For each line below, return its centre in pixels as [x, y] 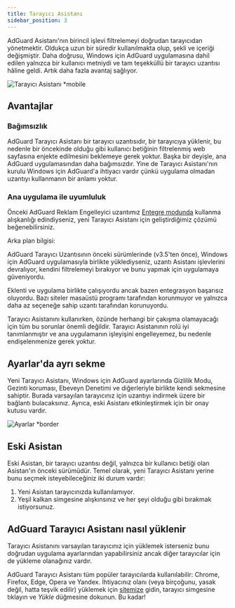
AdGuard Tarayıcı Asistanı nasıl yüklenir [97, 529]
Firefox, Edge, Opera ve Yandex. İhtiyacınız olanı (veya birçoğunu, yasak [112, 582]
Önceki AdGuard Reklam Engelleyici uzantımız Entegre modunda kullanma [114, 213]
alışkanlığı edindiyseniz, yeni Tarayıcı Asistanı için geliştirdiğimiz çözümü [112, 220]
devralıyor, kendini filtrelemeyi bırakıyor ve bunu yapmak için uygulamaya [113, 270]
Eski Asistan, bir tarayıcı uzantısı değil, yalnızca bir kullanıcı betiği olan [108, 463]
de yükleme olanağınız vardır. [50, 561]
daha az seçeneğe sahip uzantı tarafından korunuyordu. [88, 305]
